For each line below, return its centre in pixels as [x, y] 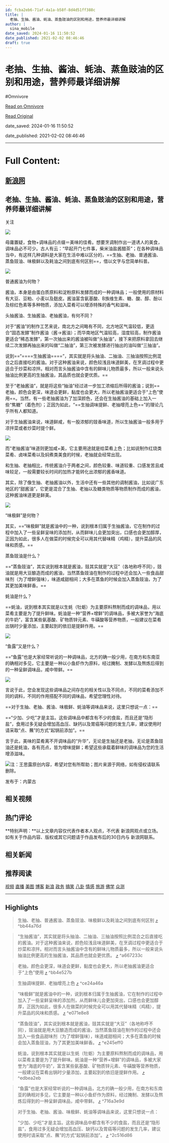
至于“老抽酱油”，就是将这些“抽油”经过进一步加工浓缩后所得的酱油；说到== [82, 386]
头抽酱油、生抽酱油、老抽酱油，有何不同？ [49, 316]
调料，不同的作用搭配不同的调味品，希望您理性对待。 [69, 696]
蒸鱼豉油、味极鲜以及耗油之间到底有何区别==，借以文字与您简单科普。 [79, 261]
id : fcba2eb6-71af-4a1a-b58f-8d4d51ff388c [50, 10]
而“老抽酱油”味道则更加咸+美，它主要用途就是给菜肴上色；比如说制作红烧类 [83, 449]
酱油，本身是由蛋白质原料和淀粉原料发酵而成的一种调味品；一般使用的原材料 [84, 292]
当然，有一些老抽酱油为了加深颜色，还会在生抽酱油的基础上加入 [86, 399]
